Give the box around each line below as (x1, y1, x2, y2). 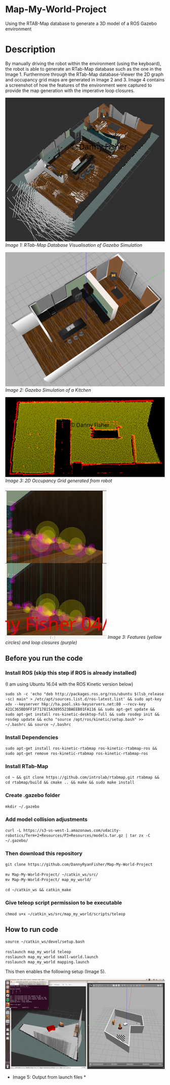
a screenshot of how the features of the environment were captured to (5, 82, 152, 88)
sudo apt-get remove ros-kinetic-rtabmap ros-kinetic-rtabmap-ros (5, 751, 148, 756)
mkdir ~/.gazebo (5, 804, 39, 809)
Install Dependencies (5, 734, 59, 741)
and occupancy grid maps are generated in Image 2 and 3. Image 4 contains (5, 76, 165, 82)
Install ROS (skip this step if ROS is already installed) (5, 669, 137, 677)
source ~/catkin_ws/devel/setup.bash (5, 940, 85, 945)
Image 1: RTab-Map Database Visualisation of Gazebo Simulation (5, 242, 143, 248)
